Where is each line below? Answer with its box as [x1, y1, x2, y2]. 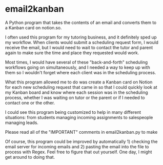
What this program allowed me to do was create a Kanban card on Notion [5, 79, 153, 85]
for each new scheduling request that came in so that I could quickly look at [5, 84, 158, 90]
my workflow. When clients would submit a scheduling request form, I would [5, 39, 159, 45]
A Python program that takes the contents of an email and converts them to [5, 20, 157, 25]
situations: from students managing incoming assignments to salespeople [5, 114, 153, 120]
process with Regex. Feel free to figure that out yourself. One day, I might [5, 149, 152, 155]
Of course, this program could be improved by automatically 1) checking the [5, 138, 158, 144]
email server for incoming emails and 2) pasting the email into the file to [5, 144, 149, 149]
